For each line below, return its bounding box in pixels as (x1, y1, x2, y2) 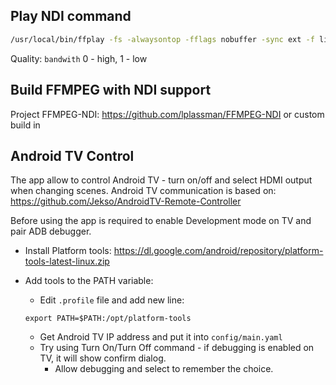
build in (10, 119, 41, 131)
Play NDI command (10, 8, 132, 25)
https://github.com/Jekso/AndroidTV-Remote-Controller (10, 195, 242, 208)
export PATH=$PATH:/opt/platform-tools (24, 314, 192, 324)
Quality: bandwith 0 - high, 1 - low (10, 52, 148, 64)
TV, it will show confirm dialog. (39, 352, 167, 364)
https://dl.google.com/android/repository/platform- (113, 245, 324, 257)
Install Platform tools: (24, 245, 112, 257)
